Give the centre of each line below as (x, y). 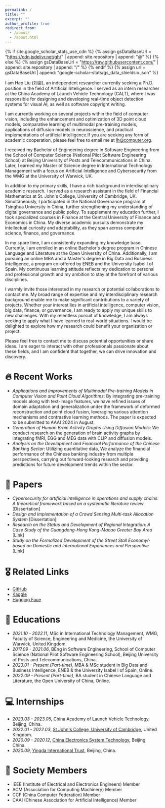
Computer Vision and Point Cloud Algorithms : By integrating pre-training (86, 396)
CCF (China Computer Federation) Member (56, 795)
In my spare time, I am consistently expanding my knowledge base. (74, 242)
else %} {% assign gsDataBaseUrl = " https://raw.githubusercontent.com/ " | (82, 62)
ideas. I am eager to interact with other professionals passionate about (77, 346)
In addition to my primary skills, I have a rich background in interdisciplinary (82, 185)
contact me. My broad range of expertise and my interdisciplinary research (82, 294)
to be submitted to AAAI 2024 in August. (53, 422)
